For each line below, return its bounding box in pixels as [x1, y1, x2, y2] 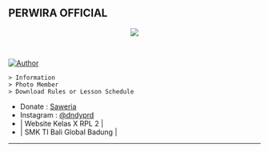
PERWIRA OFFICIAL [8, 6, 108, 20]
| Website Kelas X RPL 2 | [19, 118, 104, 128]
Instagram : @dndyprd [19, 110, 94, 119]
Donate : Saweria [19, 102, 77, 111]
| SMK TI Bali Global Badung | [19, 127, 118, 137]
